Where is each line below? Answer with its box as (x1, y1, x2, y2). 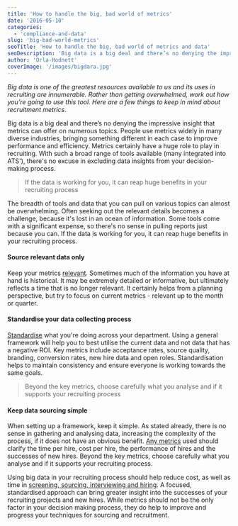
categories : (7, 23, 42, 30)
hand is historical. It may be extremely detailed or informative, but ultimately (7, 276, 229, 284)
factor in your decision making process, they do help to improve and (7, 503, 207, 512)
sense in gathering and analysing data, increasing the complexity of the (7, 430, 216, 438)
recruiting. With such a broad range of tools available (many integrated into (7, 149, 227, 157)
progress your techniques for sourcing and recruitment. (7, 511, 170, 520)
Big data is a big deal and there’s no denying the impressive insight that (7, 118, 215, 128)
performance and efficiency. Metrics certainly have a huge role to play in (7, 141, 220, 150)
